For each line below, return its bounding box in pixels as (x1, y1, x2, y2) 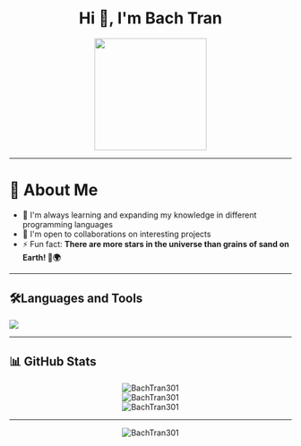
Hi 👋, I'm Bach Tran (79, 8, 222, 29)
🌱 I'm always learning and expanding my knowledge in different (21, 210, 257, 220)
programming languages (21, 219, 114, 229)
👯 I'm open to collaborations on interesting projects (21, 228, 211, 239)
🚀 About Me (9, 180, 99, 201)
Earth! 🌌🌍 (21, 252, 61, 262)
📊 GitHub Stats (9, 354, 97, 370)
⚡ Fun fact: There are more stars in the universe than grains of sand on (21, 238, 289, 249)
